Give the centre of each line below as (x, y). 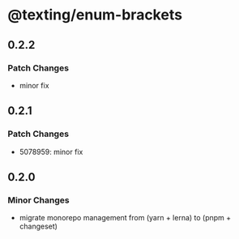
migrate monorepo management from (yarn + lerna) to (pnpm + (125, 218)
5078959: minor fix (51, 152)
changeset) (38, 226)
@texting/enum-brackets (95, 15)
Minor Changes (38, 200)
